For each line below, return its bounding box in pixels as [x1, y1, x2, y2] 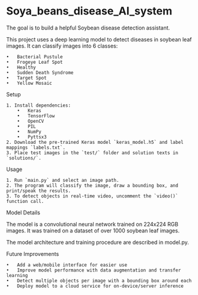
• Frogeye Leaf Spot [6, 59, 63, 65]
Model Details [6, 209, 41, 216]
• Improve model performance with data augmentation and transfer [6, 267, 181, 273]
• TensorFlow [17, 113, 55, 119]
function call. [6, 198, 44, 204]
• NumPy [17, 128, 42, 135]
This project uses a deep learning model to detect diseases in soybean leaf [6, 36, 192, 43]
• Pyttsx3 [17, 134, 47, 140]
